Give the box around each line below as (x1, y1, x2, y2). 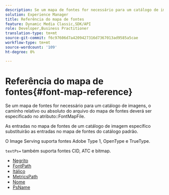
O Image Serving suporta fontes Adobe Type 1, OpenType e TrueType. (5, 138, 150, 144)
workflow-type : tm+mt (5, 40, 51, 45)
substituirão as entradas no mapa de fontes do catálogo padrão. (5, 129, 138, 135)
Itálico (12, 168, 26, 174)
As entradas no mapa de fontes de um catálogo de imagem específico (5, 123, 151, 129)
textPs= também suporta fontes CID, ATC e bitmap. (5, 148, 111, 154)
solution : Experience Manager (5, 12, 69, 17)
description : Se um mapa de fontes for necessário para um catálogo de (5, 7, 158, 13)
